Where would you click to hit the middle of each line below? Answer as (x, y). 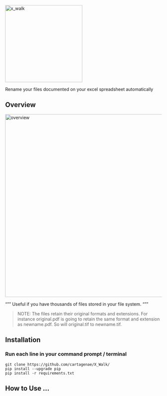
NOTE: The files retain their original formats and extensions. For (83, 313)
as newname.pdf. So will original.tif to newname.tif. (69, 324)
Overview (21, 105)
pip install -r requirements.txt (40, 373)
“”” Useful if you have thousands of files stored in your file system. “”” (77, 304)
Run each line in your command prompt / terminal (66, 354)
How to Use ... (27, 388)
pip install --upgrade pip (33, 369)
